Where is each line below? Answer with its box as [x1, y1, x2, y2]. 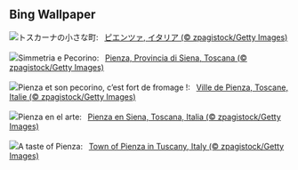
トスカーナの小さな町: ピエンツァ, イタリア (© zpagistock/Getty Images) [18, 31, 288, 43]
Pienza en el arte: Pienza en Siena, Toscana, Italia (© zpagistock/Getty [18, 111, 282, 122]
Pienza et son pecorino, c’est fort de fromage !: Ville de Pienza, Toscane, [18, 82, 289, 93]
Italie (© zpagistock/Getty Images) [9, 91, 136, 101]
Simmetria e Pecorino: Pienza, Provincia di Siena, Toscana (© [18, 53, 247, 63]
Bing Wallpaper [9, 7, 96, 22]
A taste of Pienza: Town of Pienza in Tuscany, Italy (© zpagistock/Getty [18, 141, 285, 151]
